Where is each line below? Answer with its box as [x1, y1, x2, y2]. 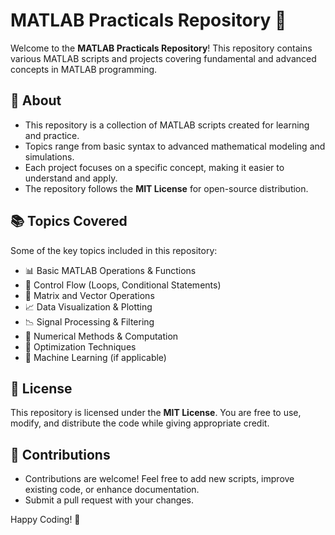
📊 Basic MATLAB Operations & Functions [24, 264, 197, 276]
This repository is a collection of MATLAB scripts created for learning [24, 119, 310, 131]
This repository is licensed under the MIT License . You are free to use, [10, 407, 302, 419]
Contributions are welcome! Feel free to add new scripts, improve [24, 473, 295, 485]
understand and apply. [24, 172, 118, 184]
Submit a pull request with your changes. [24, 494, 194, 506]
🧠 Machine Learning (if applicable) [24, 351, 167, 363]
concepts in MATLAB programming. [10, 63, 158, 75]
